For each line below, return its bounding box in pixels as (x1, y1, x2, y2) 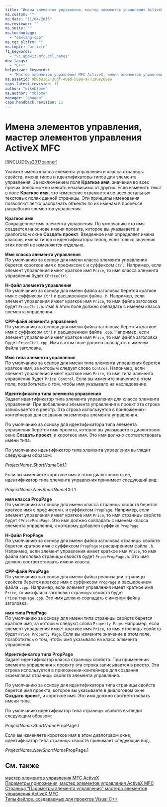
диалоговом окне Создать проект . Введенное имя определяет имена (5, 231, 155, 237)
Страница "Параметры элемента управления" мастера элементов (5, 785, 148, 791)
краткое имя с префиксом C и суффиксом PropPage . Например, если (5, 507, 150, 513)
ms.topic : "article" (5, 44, 48, 49)
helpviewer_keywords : (5, 68, 50, 73)
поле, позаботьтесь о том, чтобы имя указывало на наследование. (5, 381, 148, 387)
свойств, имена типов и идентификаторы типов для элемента (5, 174, 137, 180)
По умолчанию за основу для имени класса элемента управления (5, 257, 147, 263)
